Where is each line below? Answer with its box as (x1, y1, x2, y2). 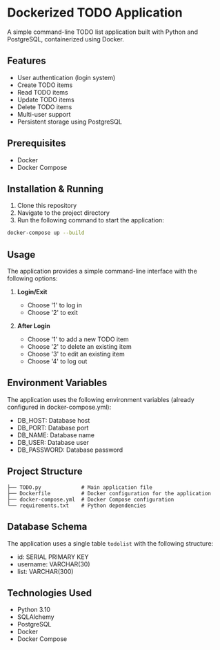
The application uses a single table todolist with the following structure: (7, 539, 214, 547)
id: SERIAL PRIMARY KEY (17, 553, 89, 561)
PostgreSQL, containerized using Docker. (7, 35, 124, 43)
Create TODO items (17, 81, 73, 89)
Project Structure (7, 466, 83, 477)
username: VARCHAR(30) (17, 560, 91, 568)
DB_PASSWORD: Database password (17, 446, 123, 454)
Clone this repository (17, 202, 77, 210)
